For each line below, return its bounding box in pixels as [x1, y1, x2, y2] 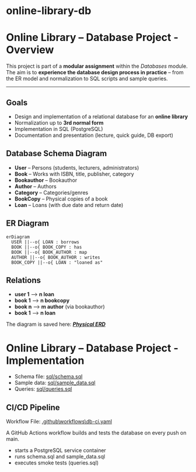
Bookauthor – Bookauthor [14, 177, 78, 184]
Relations [6, 275, 41, 285]
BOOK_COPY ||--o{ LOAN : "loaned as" [11, 259, 103, 266]
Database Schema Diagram [6, 149, 107, 159]
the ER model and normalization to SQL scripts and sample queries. [6, 75, 168, 82]
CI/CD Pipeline [6, 402, 60, 412]
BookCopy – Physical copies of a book [14, 195, 108, 202]
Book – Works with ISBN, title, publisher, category [14, 170, 134, 177]
